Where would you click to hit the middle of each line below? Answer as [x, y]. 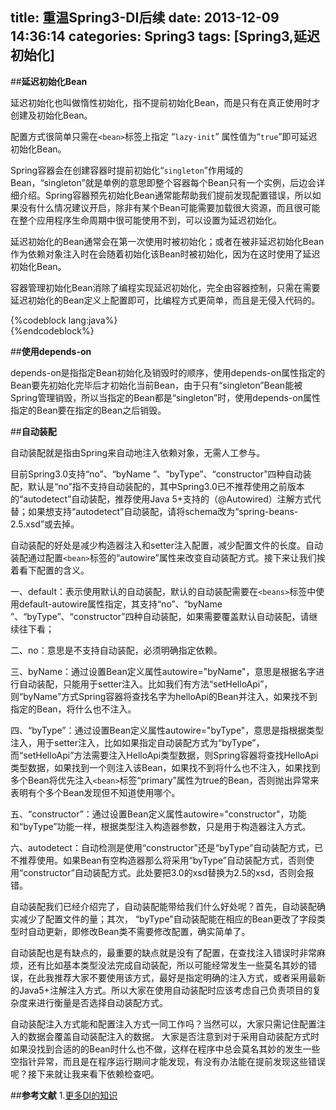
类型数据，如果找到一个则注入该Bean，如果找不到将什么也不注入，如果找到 [165, 767]
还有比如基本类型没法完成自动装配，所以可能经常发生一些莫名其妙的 [167, 965]
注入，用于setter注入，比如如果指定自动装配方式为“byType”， [137, 742]
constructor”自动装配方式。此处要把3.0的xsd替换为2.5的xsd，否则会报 [169, 872]
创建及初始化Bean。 [51, 115]
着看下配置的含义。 [50, 570]
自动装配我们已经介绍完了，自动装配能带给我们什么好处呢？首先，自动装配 [163, 906]
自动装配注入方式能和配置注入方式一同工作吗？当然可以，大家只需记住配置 [163, 1024]
